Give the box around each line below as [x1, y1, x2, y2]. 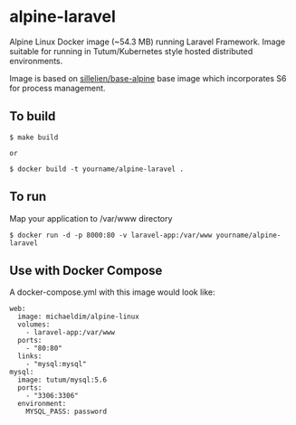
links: [17, 352, 43, 361]
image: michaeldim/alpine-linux [17, 312, 140, 322]
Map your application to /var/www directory [9, 212, 173, 223]
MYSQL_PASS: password [25, 407, 107, 417]
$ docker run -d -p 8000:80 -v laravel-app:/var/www [9, 231, 213, 240]
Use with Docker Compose [9, 262, 163, 278]
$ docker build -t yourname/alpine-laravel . [9, 165, 184, 174]
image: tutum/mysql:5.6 [17, 375, 107, 385]
